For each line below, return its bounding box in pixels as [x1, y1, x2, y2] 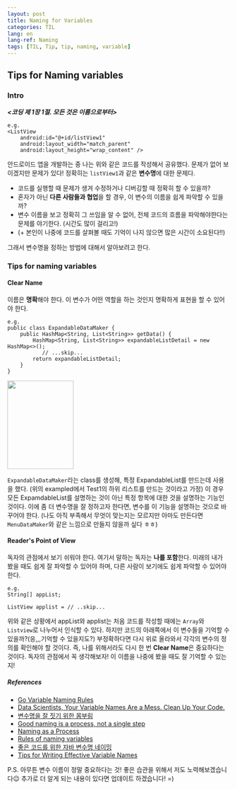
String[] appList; [7, 592, 61, 599]
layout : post [7, 10, 46, 18]
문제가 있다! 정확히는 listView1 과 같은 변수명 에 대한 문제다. [31, 168, 196, 177]
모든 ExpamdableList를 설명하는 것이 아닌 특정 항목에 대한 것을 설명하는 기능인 [7, 493, 224, 502]
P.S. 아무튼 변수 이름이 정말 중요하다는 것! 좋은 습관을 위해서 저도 [7, 765, 186, 773]
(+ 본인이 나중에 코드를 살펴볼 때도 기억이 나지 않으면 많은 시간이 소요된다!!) [17, 228, 226, 236]
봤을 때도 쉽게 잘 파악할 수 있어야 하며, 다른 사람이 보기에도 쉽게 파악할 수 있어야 [7, 562, 227, 570]
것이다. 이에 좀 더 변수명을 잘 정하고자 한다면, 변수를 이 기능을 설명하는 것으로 [7, 502, 220, 510]
